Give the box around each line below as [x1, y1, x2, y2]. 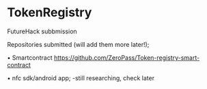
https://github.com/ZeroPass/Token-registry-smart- [53, 53, 200, 62]
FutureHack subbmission [7, 27, 77, 35]
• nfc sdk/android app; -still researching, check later [7, 73, 155, 82]
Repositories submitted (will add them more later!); [7, 40, 150, 48]
